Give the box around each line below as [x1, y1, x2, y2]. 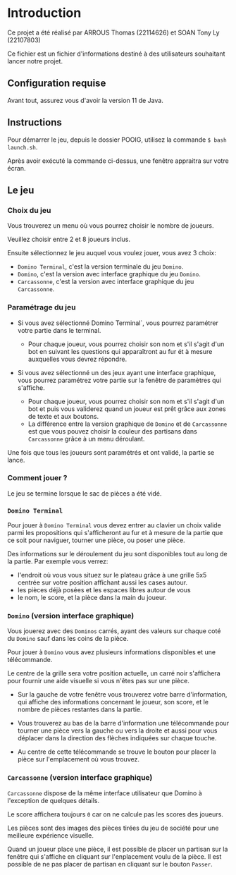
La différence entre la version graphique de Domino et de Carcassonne [27, 420, 228, 428]
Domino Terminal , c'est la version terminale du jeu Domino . [17, 262, 184, 271]
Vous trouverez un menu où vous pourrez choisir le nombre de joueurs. [7, 221, 214, 230]
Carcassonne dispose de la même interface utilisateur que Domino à [7, 788, 202, 797]
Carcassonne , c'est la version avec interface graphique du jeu [17, 277, 194, 286]
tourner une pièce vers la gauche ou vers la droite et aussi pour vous [17, 726, 218, 735]
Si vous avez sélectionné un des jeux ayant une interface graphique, [17, 368, 216, 377]
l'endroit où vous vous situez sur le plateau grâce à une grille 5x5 [17, 571, 207, 580]
